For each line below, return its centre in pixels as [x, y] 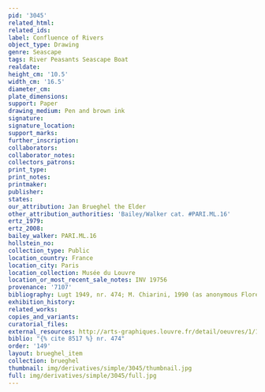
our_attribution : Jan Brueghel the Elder [77, 206]
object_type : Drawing [44, 45]
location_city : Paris [44, 266]
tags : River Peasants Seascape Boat [68, 60]
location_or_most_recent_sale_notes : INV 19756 [88, 280]
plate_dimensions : [38, 96]
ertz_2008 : [26, 229]
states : [21, 199]
